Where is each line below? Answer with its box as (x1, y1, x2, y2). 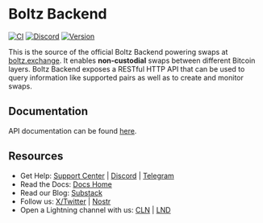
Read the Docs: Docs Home (19, 179, 113, 189)
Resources (8, 150, 64, 163)
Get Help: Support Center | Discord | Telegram (19, 171, 175, 180)
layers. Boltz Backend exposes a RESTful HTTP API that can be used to (8, 64, 245, 73)
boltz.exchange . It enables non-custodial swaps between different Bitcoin (8, 56, 256, 65)
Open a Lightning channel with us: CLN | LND (19, 204, 171, 214)
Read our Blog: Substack (19, 188, 103, 197)
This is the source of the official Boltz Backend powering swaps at (8, 47, 228, 56)
